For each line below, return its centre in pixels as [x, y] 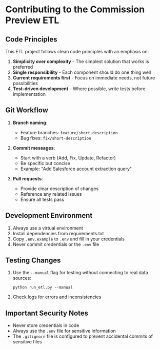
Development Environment [49, 215]
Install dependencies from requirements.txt [58, 233]
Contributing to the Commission [75, 9]
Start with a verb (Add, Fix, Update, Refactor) [68, 158]
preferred [23, 67]
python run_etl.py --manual [43, 288]
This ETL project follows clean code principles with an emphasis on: [77, 52]
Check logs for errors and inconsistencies [57, 297]
